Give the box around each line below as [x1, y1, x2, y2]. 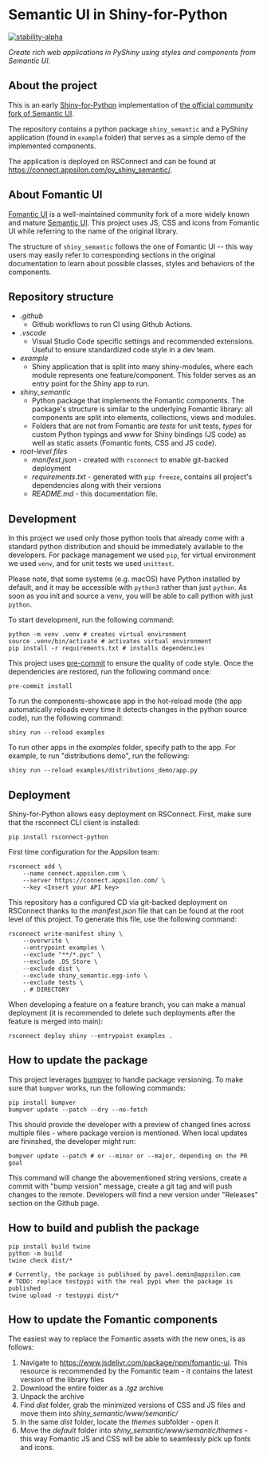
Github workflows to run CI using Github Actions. [31, 320, 193, 329]
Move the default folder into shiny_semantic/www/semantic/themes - [19, 1425, 249, 1436]
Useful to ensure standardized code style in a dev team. [31, 345, 216, 355]
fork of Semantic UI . [8, 108, 74, 118]
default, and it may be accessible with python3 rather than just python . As [8, 583, 247, 592]
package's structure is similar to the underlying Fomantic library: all [31, 404, 253, 414]
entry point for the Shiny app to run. [31, 379, 150, 388]
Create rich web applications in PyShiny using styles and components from [8, 47, 257, 57]
